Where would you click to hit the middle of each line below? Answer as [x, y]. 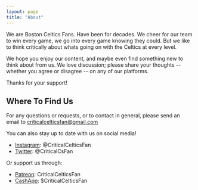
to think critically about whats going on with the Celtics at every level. [92, 47]
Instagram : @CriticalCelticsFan [53, 145]
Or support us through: [34, 163]
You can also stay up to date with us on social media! [71, 133]
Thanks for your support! [37, 82]
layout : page [22, 12]
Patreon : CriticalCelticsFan [47, 175]
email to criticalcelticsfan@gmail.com [52, 122]
